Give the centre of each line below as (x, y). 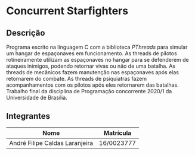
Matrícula (117, 133)
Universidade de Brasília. (37, 97)
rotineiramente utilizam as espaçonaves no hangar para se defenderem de (97, 60)
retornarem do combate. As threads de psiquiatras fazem (77, 79)
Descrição (26, 33)
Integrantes (28, 116)
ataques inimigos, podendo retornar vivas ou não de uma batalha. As (91, 66)
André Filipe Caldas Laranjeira (51, 143)
